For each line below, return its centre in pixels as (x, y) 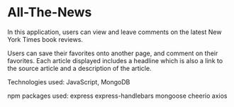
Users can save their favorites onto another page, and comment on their (113, 53)
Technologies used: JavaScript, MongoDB (69, 81)
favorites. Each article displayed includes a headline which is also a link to (115, 60)
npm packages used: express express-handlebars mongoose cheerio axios (117, 96)
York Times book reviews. (45, 39)
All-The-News (50, 12)
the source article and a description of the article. (79, 68)
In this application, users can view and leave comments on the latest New (115, 32)
